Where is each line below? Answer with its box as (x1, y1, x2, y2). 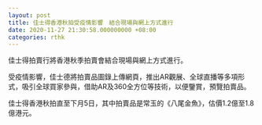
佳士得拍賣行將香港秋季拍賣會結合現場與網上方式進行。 (8, 55, 187, 65)
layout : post (8, 11, 51, 20)
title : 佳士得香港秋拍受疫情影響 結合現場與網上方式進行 (8, 19, 174, 27)
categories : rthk (8, 33, 65, 41)
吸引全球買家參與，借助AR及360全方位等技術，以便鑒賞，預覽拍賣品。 (21, 82, 251, 91)
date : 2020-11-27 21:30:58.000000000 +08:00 (8, 26, 157, 34)
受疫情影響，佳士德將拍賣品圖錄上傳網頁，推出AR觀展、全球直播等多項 (8, 72, 238, 82)
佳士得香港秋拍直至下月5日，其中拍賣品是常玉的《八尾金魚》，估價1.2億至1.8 (8, 98, 254, 108)
